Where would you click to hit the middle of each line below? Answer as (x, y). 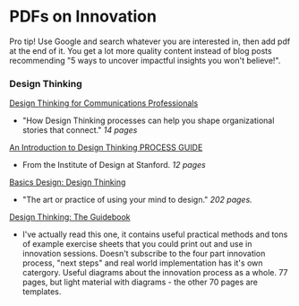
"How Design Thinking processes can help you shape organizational (148, 121)
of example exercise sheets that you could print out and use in (137, 244)
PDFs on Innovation (83, 17)
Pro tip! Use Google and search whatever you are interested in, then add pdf (150, 41)
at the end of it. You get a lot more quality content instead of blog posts (141, 50)
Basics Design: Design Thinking (68, 182)
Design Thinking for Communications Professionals (104, 103)
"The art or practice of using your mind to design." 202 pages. (137, 200)
